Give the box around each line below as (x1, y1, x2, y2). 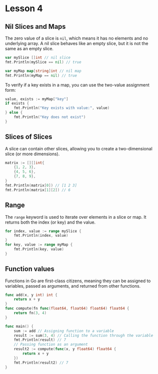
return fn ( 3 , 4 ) (14, 311, 47, 315)
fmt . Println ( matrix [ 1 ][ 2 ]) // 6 (5, 187, 70, 192)
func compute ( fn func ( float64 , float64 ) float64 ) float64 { (5, 306, 130, 311)
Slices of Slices (5, 133, 53, 141)
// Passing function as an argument (14, 342, 88, 347)
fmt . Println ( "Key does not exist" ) (14, 115, 86, 120)
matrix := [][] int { (5, 160, 45, 165)
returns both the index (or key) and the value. (5, 219, 96, 225)
